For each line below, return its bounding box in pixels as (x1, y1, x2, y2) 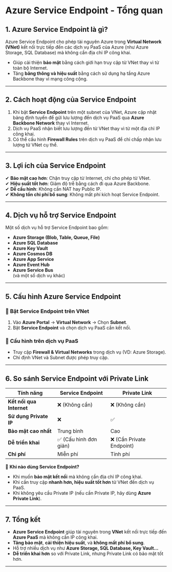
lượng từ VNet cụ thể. (12, 141, 58, 148)
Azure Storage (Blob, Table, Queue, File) (12, 234, 100, 240)
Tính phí (110, 451, 130, 458)
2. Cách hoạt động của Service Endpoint (5, 95, 137, 104)
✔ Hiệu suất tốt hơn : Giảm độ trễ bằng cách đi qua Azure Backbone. (5, 180, 150, 187)
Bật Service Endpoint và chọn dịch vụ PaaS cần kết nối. (12, 325, 132, 331)
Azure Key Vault (12, 246, 48, 252)
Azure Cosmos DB (12, 251, 53, 257)
